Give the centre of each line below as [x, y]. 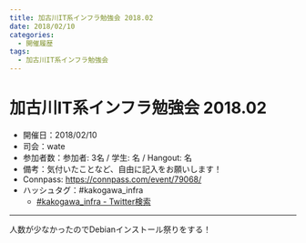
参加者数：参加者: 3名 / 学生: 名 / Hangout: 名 [107, 157]
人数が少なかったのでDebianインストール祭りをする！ [111, 229]
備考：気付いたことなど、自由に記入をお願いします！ [122, 168]
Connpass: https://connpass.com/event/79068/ [112, 179]
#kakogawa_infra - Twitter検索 [94, 201]
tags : [20, 52]
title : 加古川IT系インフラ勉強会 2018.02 [82, 18]
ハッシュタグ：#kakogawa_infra [83, 190]
